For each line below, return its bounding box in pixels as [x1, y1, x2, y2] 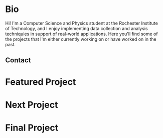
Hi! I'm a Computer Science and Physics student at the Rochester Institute [5, 20, 158, 26]
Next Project [5, 99, 59, 110]
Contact [5, 56, 31, 65]
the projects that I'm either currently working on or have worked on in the [5, 36, 156, 42]
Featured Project [5, 76, 76, 87]
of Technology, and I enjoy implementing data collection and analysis [5, 25, 148, 31]
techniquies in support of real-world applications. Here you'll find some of [5, 31, 158, 37]
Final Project [5, 122, 59, 133]
